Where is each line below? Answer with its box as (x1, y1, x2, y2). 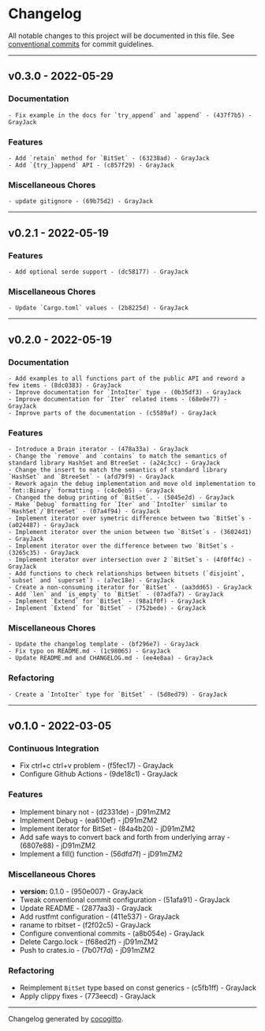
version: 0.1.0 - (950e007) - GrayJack (19, 886, 144, 897)
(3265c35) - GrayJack (8, 549, 80, 557)
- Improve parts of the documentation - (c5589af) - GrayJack (8, 408, 217, 417)
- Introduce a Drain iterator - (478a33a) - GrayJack (8, 446, 189, 453)
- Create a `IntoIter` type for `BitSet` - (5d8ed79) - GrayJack (8, 690, 227, 698)
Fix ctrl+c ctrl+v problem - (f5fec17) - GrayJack (19, 761, 174, 770)
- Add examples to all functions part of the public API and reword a (8, 374, 245, 382)
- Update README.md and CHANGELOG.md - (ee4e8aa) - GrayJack (8, 654, 214, 662)
